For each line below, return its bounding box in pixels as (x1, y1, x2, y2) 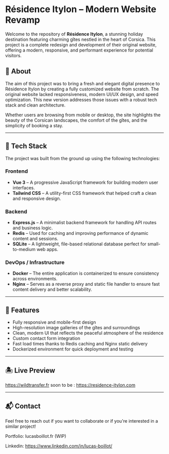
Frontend (5, 168, 28, 175)
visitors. (5, 52, 22, 59)
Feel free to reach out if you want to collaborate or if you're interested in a (5, 418, 158, 424)
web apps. (36, 246, 59, 253)
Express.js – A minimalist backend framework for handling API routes (12, 220, 157, 226)
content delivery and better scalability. (12, 286, 92, 292)
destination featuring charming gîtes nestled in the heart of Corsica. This (5, 36, 156, 42)
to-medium (12, 246, 36, 253)
